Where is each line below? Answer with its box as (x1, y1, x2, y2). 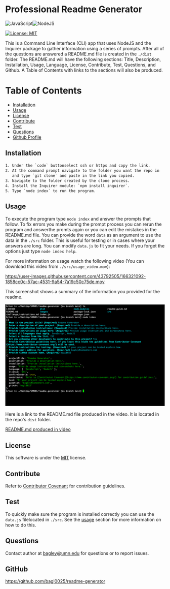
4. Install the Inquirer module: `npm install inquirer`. (5, 183, 130, 189)
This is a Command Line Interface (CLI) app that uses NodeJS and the (5, 40, 151, 46)
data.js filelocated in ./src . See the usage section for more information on (5, 516, 161, 522)
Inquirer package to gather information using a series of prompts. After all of (5, 45, 164, 51)
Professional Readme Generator (5, 4, 143, 15)
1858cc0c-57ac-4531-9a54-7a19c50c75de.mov (5, 278, 105, 285)
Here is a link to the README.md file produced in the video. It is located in (5, 411, 159, 417)
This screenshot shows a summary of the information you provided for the (5, 288, 160, 294)
